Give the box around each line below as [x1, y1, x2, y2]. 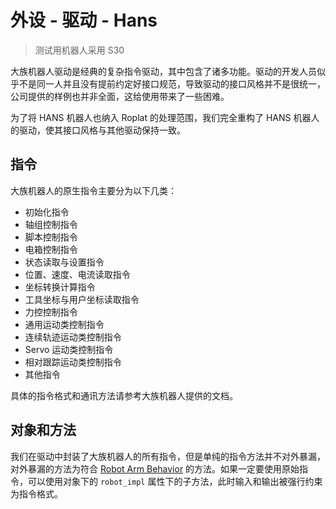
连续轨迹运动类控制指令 [24, 331, 122, 343]
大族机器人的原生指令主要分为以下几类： [10, 184, 177, 196]
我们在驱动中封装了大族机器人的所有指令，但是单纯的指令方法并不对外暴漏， [10, 450, 326, 462]
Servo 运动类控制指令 [24, 343, 114, 355]
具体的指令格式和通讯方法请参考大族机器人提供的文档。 [10, 389, 238, 401]
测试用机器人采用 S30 [34, 44, 125, 56]
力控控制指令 [24, 306, 78, 318]
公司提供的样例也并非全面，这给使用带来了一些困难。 [10, 90, 230, 102]
